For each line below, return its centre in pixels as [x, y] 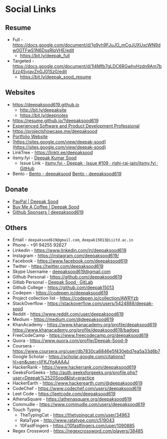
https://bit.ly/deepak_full [45, 55]
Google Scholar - [30, 356]
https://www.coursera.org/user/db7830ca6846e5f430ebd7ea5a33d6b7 [86, 351]
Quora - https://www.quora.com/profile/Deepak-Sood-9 [70, 340]
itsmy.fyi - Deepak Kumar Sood [44, 157]
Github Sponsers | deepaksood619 [48, 212]
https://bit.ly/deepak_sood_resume [55, 77]
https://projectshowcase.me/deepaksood [55, 131]
